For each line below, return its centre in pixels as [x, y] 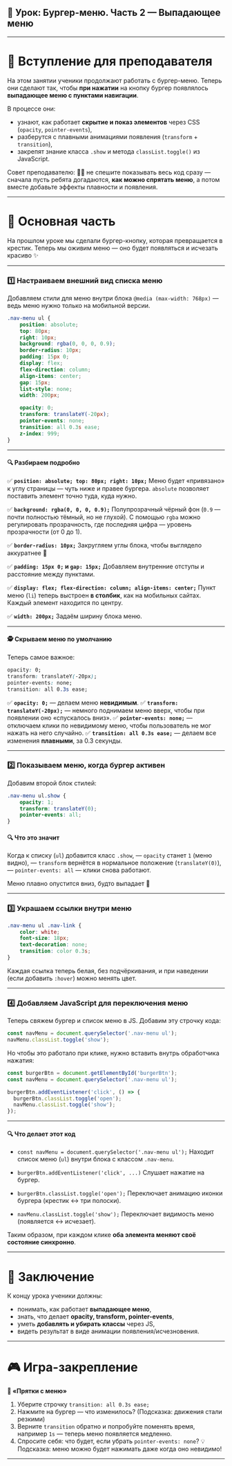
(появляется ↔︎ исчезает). [56, 1222]
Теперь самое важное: [41, 658]
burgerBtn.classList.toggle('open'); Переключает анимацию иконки [120, 1193]
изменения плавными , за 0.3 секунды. [65, 741]
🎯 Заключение [51, 1277]
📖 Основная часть [61, 221]
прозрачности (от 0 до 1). [45, 532]
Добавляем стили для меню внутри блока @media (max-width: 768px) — [113, 298]
